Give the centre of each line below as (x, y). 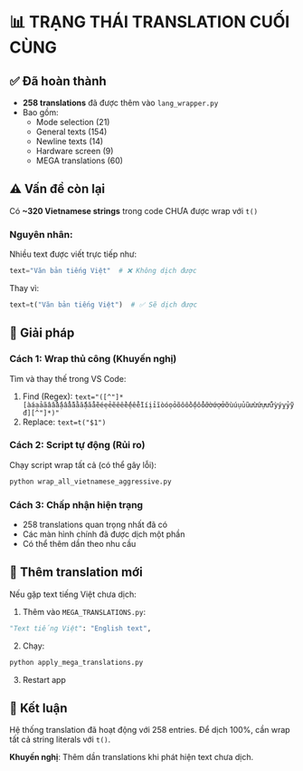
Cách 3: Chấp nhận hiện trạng (76, 504)
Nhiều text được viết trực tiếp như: (73, 254)
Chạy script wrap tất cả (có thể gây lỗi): (83, 464)
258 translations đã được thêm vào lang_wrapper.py (120, 102)
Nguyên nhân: (41, 234)
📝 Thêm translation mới (76, 572)
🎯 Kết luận (38, 708)
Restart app (44, 679)
